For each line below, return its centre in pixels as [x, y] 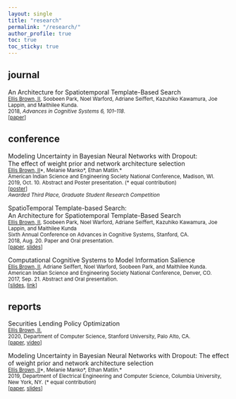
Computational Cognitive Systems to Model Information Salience [102, 260]
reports [25, 307]
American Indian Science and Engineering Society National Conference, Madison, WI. [111, 176]
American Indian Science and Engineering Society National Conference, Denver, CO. [110, 273]
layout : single [30, 14]
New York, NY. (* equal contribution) [52, 382]
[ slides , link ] [23, 285]
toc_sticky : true [33, 47]
